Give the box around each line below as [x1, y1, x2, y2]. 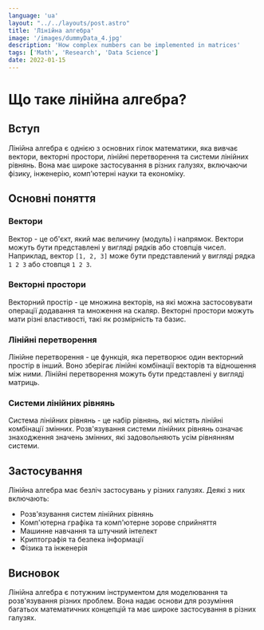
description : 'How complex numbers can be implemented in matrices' [8, 41, 241, 49]
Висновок [8, 566, 60, 580]
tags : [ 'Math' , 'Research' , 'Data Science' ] [8, 49, 159, 57]
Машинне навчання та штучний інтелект [19, 526, 158, 536]
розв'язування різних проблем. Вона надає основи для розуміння [8, 596, 234, 606]
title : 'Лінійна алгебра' [8, 26, 94, 34]
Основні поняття [8, 192, 97, 206]
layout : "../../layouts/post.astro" [8, 19, 130, 27]
